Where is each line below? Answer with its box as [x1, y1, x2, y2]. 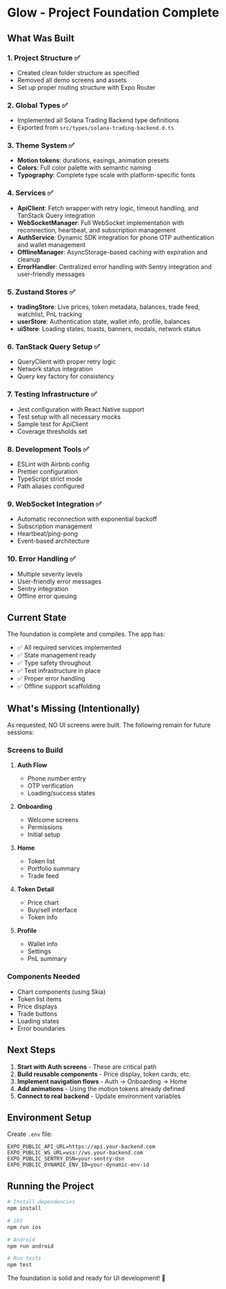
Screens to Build [7, 746, 63, 755]
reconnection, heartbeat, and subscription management [17, 226, 176, 234]
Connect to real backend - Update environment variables [17, 1092, 181, 1100]
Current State [7, 612, 67, 623]
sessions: [7, 728, 34, 737]
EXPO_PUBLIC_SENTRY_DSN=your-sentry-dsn [7, 1155, 125, 1163]
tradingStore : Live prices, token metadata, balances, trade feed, [17, 303, 201, 311]
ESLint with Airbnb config [17, 460, 90, 468]
